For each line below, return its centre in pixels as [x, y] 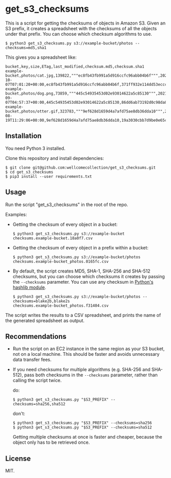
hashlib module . [30, 287]
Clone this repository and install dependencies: [55, 158]
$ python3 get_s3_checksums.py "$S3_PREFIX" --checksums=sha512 [82, 427]
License [18, 458]
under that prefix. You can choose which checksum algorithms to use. [79, 34]
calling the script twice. [37, 380]
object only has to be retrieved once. [51, 442]
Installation [23, 136]
